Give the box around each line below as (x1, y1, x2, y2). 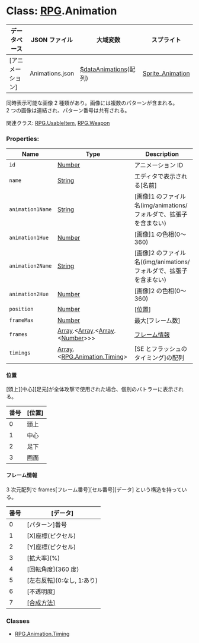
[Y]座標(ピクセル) (27, 542, 76, 551)
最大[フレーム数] (134, 316, 181, 325)
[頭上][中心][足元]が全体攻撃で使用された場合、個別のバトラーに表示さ (6, 385, 179, 393)
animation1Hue (9, 234, 49, 241)
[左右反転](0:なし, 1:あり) (27, 576, 98, 584)
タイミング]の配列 (134, 354, 185, 362)
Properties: (6, 134, 40, 143)
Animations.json (29, 69, 75, 77)
